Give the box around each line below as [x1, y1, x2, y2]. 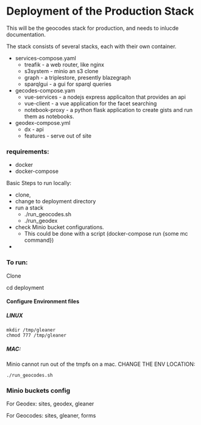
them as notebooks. [24, 113, 74, 120]
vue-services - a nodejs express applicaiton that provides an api [24, 93, 186, 100]
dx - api [24, 125, 44, 133]
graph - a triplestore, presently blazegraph [24, 74, 131, 81]
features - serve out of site [24, 132, 92, 139]
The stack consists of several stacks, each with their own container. [6, 43, 177, 50]
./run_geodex [24, 217, 58, 225]
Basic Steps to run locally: [6, 180, 72, 187]
